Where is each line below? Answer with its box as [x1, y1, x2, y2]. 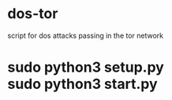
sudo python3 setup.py [7, 58, 165, 76]
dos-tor [7, 5, 58, 23]
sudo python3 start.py [7, 76, 158, 93]
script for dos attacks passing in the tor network [7, 31, 164, 40]
